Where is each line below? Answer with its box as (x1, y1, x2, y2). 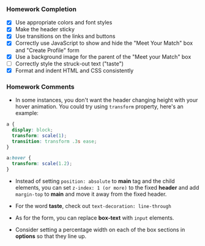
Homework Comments (6, 82, 75, 91)
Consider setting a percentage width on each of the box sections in (15, 226, 185, 234)
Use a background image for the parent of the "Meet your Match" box (15, 53, 192, 60)
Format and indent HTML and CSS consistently (15, 67, 134, 74)
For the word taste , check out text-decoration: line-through (15, 203, 171, 210)
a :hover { (6, 155, 32, 161)
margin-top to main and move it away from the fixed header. (15, 190, 167, 198)
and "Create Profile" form (15, 47, 80, 54)
